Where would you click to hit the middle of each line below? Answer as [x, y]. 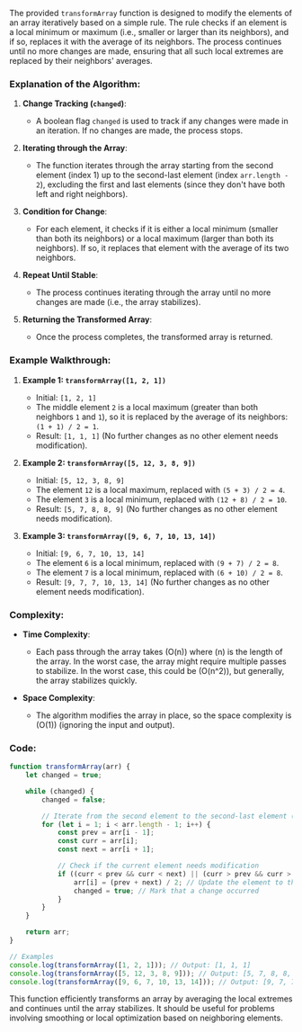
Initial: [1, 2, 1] [66, 397]
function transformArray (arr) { [70, 767]
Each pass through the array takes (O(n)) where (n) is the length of [159, 651]
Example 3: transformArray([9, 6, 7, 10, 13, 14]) [119, 535]
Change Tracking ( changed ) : [75, 103]
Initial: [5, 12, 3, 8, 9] [80, 480]
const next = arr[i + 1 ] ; [106, 849]
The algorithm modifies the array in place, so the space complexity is [164, 715]
